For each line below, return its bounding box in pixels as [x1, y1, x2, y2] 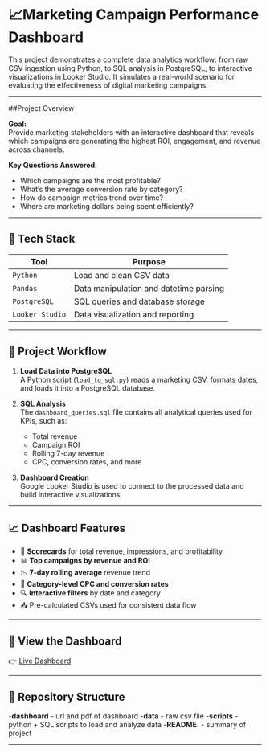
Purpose [132, 256, 166, 267]
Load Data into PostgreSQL [19, 366, 112, 375]
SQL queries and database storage [73, 296, 205, 307]
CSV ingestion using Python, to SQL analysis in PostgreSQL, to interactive [8, 63, 253, 72]
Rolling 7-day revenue [31, 448, 105, 458]
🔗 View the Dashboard [8, 634, 122, 648]
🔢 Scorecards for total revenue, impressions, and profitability [19, 546, 223, 556]
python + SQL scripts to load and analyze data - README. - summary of [8, 720, 247, 729]
